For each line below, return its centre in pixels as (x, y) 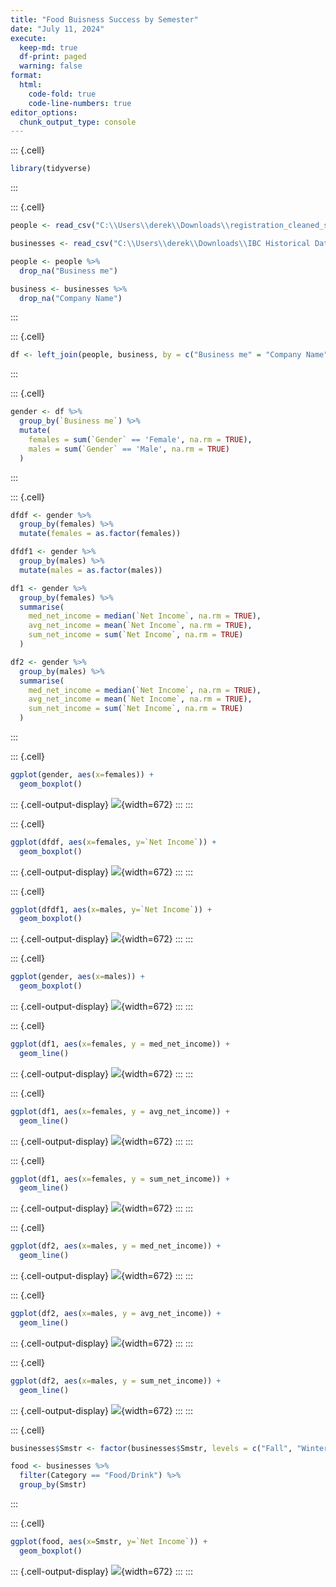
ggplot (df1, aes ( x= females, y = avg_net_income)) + (120, 1111)
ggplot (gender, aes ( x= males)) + (77, 977)
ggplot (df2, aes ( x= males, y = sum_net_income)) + (116, 1381)
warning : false (51, 66)
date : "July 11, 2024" (57, 29)
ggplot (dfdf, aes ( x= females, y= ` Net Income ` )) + (113, 842)
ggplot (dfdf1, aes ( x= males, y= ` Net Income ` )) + (111, 909)
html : (31, 85)
